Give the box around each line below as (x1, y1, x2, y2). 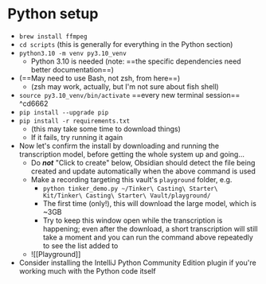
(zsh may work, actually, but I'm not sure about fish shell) (30, 81, 220, 91)
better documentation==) (30, 64, 115, 74)
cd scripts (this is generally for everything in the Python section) (18, 39, 233, 49)
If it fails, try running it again (30, 132, 123, 142)
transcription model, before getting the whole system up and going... (18, 149, 244, 159)
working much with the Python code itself (18, 266, 156, 275)
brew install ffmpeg (18, 33, 88, 41)
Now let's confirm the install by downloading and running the (18, 141, 220, 150)
